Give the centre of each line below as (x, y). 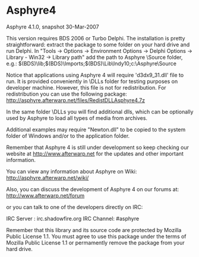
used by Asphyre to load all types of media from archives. (77, 118)
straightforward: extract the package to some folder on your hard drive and (98, 45)
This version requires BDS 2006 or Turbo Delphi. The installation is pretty (96, 38)
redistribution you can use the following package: (67, 94)
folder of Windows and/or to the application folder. (68, 136)
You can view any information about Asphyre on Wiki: (72, 171)
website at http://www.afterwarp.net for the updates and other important (95, 153)
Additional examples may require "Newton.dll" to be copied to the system (96, 129)
